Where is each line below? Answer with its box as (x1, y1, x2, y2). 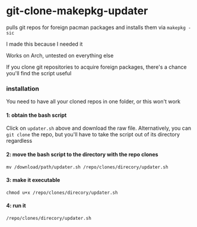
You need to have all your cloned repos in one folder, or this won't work (6, 98, 181, 105)
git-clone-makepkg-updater (6, 4, 148, 18)
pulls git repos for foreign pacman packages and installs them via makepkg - (6, 24, 191, 31)
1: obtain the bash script (6, 111, 67, 119)
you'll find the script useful (6, 69, 72, 76)
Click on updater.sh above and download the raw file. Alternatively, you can (6, 124, 192, 132)
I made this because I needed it (6, 40, 83, 47)
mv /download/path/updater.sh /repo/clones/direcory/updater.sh (6, 164, 169, 170)
